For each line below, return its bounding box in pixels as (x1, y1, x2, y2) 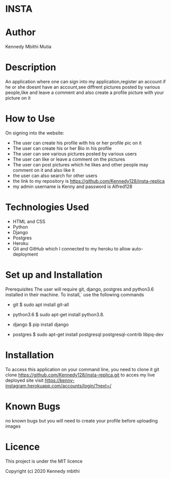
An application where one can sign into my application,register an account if (5, 79, 166, 85)
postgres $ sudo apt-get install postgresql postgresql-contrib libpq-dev (12, 331, 164, 337)
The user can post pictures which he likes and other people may (12, 162, 148, 167)
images (5, 423, 21, 429)
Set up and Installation (5, 269, 103, 281)
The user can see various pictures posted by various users (12, 151, 137, 157)
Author (5, 27, 36, 39)
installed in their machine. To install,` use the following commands (5, 291, 144, 298)
